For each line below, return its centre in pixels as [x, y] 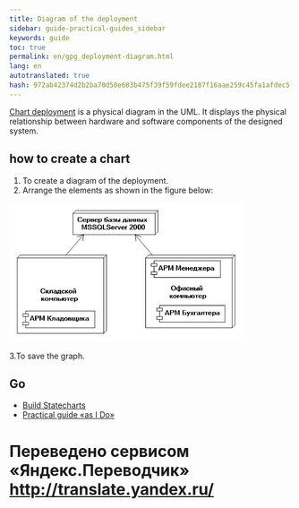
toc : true [28, 47]
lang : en [26, 66]
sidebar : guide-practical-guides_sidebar [88, 28]
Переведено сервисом [99, 451]
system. [24, 131]
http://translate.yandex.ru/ [112, 489]
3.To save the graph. [47, 356]
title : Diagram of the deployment [74, 19]
